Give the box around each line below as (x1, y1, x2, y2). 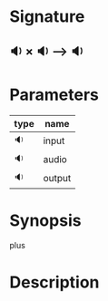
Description (9, 272, 100, 292)
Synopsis (9, 210, 82, 230)
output (43, 172, 72, 185)
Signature (9, 6, 85, 27)
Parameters (9, 84, 100, 105)
